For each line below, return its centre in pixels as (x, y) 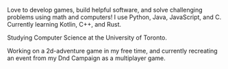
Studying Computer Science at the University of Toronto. (87, 38)
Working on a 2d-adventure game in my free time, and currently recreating (112, 51)
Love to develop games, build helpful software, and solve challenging (105, 10)
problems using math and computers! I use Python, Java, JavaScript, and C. (114, 17)
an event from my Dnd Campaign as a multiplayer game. (86, 58)
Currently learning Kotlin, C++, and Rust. (64, 24)
